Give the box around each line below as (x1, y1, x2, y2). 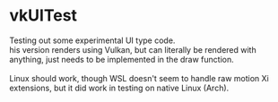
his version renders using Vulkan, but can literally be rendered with (9, 44, 257, 55)
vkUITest (9, 5, 78, 26)
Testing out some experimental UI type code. (9, 35, 176, 46)
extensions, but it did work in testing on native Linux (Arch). (9, 82, 230, 93)
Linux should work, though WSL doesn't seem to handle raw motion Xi (9, 72, 269, 83)
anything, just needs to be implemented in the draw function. (9, 54, 235, 64)
